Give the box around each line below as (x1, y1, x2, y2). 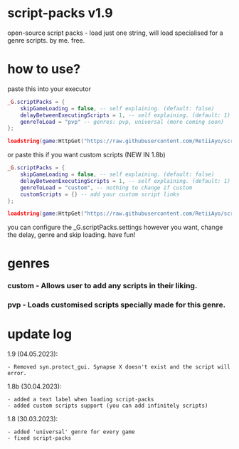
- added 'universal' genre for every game (7, 428, 135, 435)
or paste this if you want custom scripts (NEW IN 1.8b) (7, 151, 166, 159)
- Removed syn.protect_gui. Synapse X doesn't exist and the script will (7, 364, 231, 371)
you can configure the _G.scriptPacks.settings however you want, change (7, 223, 223, 232)
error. (7, 370, 27, 377)
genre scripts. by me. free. (7, 36, 85, 44)
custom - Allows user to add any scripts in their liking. (7, 281, 198, 291)
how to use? (7, 61, 80, 78)
